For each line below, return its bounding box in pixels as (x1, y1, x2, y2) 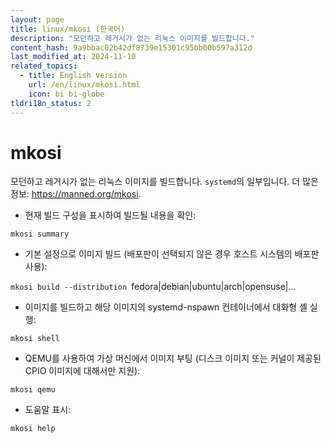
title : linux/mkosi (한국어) (10, 24, 126, 34)
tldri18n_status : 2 (10, 98, 92, 108)
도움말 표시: (24, 404, 72, 416)
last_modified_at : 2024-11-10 (10, 52, 137, 62)
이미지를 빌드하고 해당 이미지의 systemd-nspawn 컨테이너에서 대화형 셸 (24, 301, 308, 313)
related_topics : (10, 61, 78, 71)
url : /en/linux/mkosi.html (28, 80, 141, 90)
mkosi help (10, 424, 56, 434)
